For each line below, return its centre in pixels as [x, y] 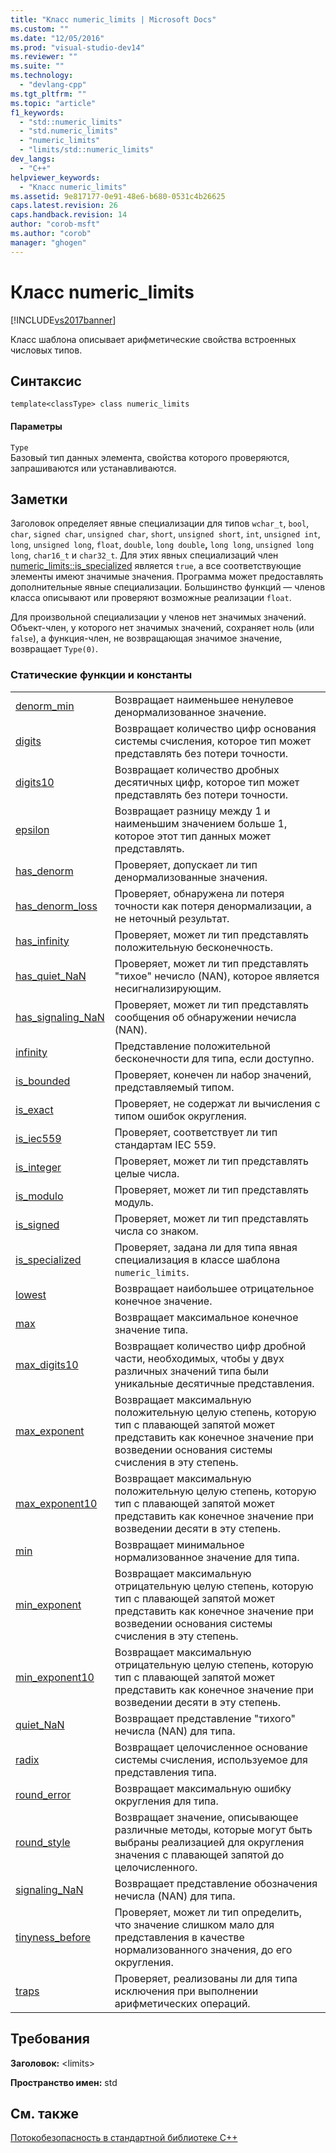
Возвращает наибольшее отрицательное [214, 1288]
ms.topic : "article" [53, 103]
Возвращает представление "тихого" [205, 1718]
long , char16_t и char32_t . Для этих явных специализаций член [144, 555]
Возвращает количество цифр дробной [210, 1346]
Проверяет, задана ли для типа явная [206, 1247]
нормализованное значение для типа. [207, 1557]
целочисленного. [156, 1867]
